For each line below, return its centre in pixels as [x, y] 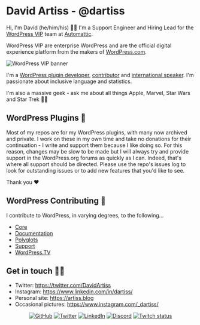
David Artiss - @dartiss [66, 11]
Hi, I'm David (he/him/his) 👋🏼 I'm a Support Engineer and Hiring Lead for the [100, 27]
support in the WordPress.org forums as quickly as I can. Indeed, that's [94, 158]
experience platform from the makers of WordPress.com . [76, 51]
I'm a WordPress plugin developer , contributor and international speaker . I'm [100, 75]
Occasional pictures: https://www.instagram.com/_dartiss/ [87, 304]
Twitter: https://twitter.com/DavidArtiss [63, 286]
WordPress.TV [33, 252]
